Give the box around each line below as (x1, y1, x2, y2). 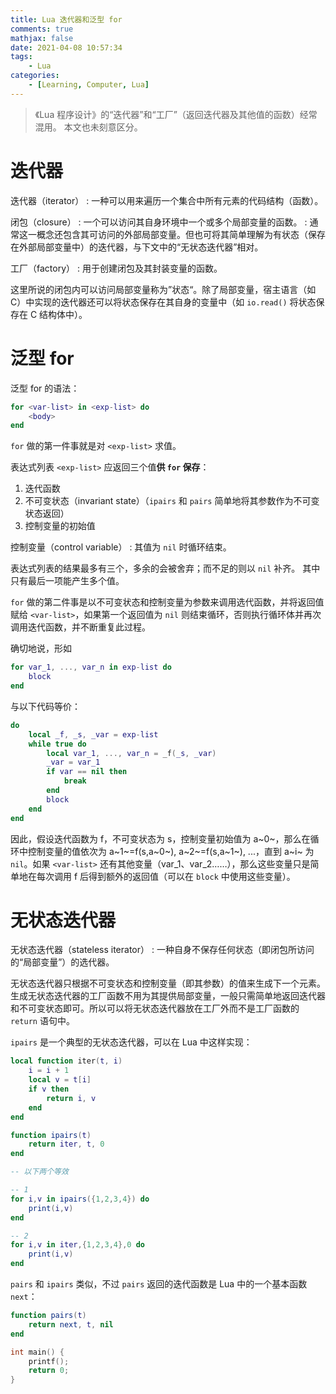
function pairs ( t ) (10, 1311, 87, 1321)
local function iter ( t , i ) (10, 1056, 123, 1066)
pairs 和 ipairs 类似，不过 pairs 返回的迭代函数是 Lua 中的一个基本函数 (10, 1278, 308, 1290)
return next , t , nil (28, 1319, 114, 1330)
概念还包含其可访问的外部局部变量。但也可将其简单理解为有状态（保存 (36, 228, 326, 240)
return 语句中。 (10, 1015, 75, 1027)
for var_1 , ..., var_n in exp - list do (10, 662, 172, 673)
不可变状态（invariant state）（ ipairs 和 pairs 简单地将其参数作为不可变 (24, 495, 320, 507)
